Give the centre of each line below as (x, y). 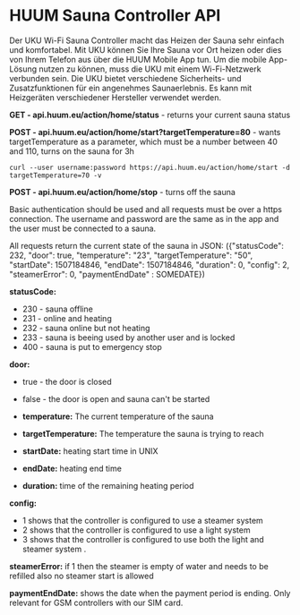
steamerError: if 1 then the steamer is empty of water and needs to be (139, 566)
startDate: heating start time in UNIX (90, 451)
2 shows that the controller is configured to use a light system (136, 530)
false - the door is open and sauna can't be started (116, 398)
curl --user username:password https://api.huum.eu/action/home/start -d (150, 167)
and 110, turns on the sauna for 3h (72, 151)
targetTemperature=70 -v (56, 175)
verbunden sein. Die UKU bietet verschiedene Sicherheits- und (125, 78)
